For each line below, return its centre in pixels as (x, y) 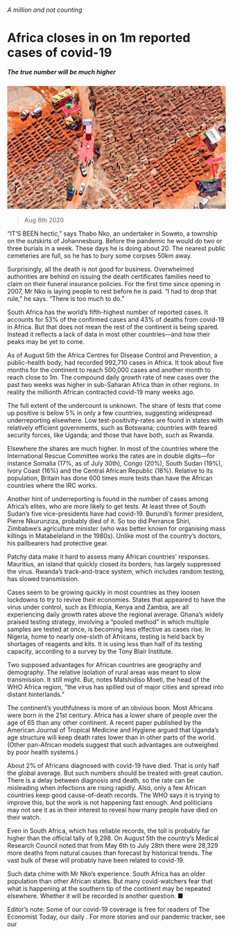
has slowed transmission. (43, 579)
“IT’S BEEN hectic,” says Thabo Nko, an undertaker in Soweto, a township (113, 233)
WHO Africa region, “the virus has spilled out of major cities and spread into (115, 687)
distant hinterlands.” (36, 694)
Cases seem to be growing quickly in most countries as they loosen (104, 592)
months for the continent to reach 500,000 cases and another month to (109, 370)
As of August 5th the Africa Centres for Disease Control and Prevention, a (112, 355)
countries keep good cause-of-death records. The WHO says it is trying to (113, 795)
